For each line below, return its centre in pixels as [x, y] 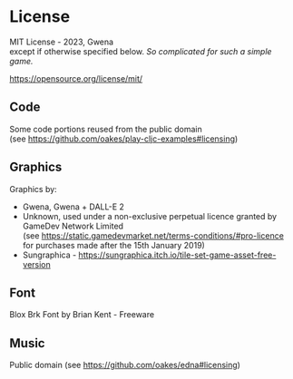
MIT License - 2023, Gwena [62, 42]
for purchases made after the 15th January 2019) [114, 245]
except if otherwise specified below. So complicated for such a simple [141, 51]
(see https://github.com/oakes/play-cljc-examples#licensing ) [124, 139]
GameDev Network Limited [73, 226]
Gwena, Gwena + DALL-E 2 [73, 207]
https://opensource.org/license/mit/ [76, 78]
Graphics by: [33, 189]
